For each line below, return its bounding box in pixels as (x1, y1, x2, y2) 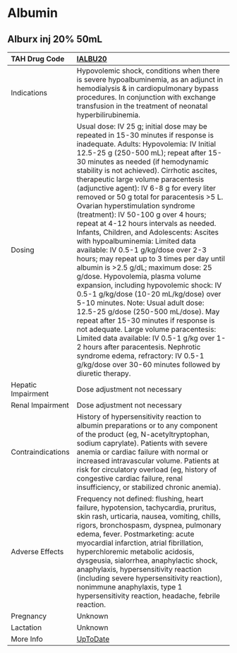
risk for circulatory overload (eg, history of (76, 465, 217, 474)
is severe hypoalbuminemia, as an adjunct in (76, 75, 224, 84)
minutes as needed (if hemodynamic (87, 157, 209, 167)
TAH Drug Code (11, 54, 65, 64)
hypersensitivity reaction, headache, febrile (76, 591, 221, 601)
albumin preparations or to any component (76, 421, 218, 430)
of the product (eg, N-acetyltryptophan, (76, 429, 209, 439)
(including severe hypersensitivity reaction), (76, 573, 223, 583)
